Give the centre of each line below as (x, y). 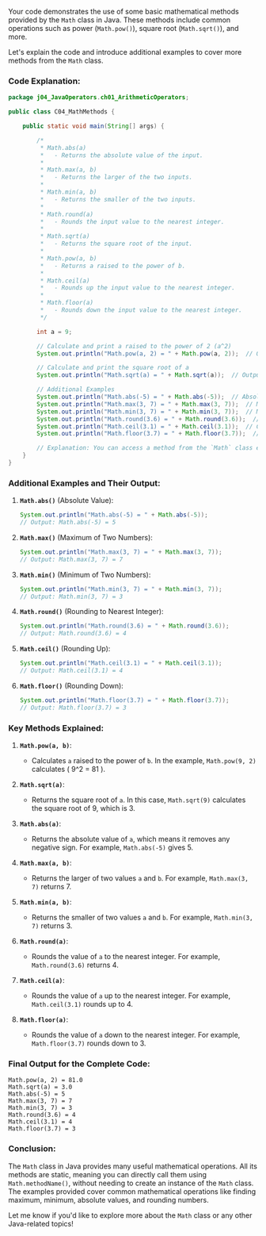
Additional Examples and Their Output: (84, 483)
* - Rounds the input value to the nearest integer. (132, 221)
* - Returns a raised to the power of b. (113, 266)
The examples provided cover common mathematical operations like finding (132, 1191)
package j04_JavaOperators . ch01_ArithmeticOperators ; (99, 98)
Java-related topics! (41, 1223)
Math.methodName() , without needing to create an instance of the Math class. (131, 1183)
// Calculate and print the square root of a (113, 368)
